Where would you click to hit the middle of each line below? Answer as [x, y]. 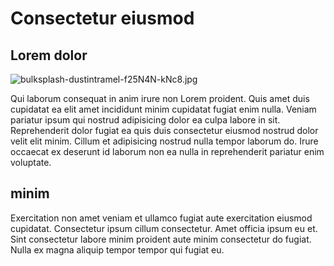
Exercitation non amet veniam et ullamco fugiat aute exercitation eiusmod [161, 218]
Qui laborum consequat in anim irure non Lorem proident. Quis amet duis [160, 98]
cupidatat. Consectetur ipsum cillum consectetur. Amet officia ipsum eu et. [164, 228]
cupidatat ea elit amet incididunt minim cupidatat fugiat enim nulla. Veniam [163, 109]
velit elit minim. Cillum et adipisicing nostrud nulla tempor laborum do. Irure [164, 141]
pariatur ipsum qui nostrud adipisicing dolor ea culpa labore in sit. [145, 120]
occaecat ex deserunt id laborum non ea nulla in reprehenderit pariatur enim [167, 151]
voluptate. [31, 162]
